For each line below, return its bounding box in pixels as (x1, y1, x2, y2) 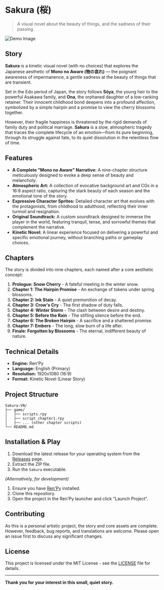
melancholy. (12, 177, 37, 183)
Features (5, 154, 33, 162)
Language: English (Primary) (12, 366, 71, 371)
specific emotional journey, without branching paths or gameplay (12, 234, 143, 240)
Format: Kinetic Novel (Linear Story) (12, 376, 85, 382)
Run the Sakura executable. (12, 466, 67, 472)
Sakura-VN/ (5, 403, 27, 408)
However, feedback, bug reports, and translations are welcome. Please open (5, 528, 159, 534)
